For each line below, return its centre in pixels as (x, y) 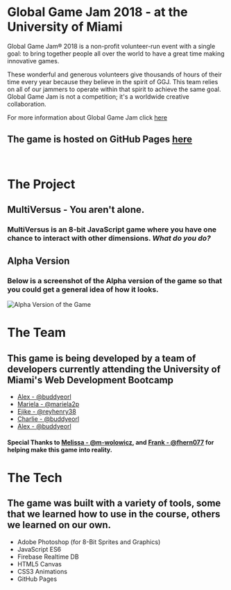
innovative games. (33, 61)
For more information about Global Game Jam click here (87, 117)
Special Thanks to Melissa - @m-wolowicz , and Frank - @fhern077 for (111, 442)
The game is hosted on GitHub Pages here (100, 139)
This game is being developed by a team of (102, 358)
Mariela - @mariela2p (48, 404)
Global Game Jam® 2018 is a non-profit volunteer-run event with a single (111, 46)
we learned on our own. (59, 525)
